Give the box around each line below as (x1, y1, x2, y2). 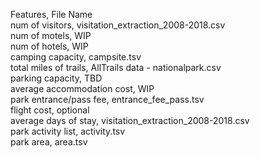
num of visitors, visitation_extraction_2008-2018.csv (10, 19, 226, 31)
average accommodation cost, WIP (10, 83, 155, 94)
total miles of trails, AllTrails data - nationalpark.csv (10, 62, 222, 73)
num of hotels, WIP (10, 40, 89, 52)
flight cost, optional (10, 104, 90, 116)
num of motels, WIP (10, 30, 92, 41)
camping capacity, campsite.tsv (10, 51, 142, 63)
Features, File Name (10, 9, 93, 20)
